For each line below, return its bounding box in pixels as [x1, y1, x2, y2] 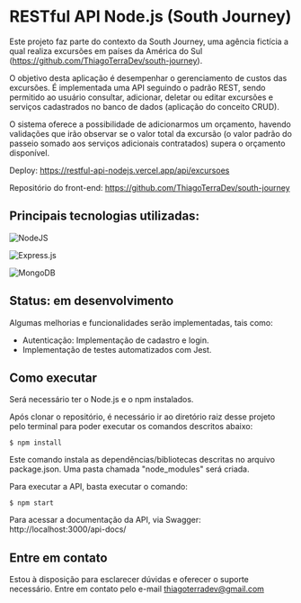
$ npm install [9, 438, 63, 447]
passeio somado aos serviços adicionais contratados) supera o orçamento [9, 138, 286, 148]
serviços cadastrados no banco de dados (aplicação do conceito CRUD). [9, 101, 280, 112]
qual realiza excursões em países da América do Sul [9, 45, 203, 56]
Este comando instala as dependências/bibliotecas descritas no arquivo [9, 454, 276, 465]
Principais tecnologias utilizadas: [9, 209, 200, 224]
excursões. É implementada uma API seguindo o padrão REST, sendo [9, 82, 266, 93]
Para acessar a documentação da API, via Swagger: [9, 515, 202, 526]
